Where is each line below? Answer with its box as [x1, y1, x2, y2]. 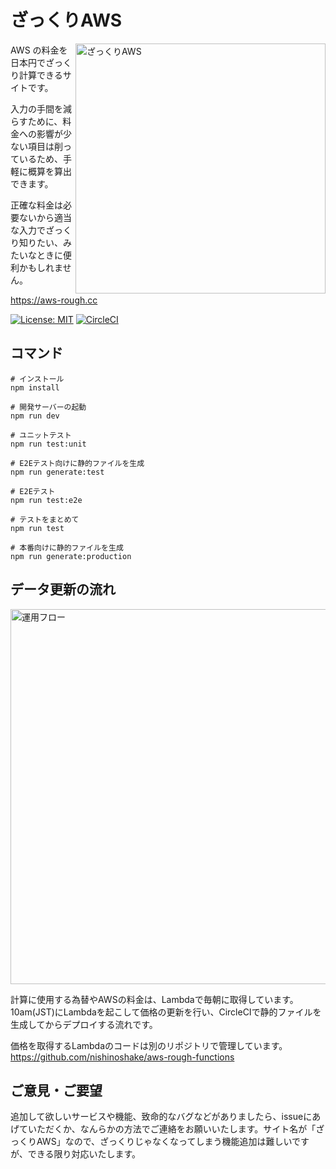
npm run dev [10, 411, 60, 421]
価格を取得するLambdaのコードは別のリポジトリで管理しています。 [10, 1039, 288, 1051]
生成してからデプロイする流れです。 [10, 1018, 158, 1030]
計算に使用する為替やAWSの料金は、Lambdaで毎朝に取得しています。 [10, 993, 299, 1005]
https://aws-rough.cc [10, 294, 98, 306]
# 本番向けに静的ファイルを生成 [10, 542, 124, 553]
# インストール [10, 374, 65, 384]
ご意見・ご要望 [10, 1082, 103, 1099]
